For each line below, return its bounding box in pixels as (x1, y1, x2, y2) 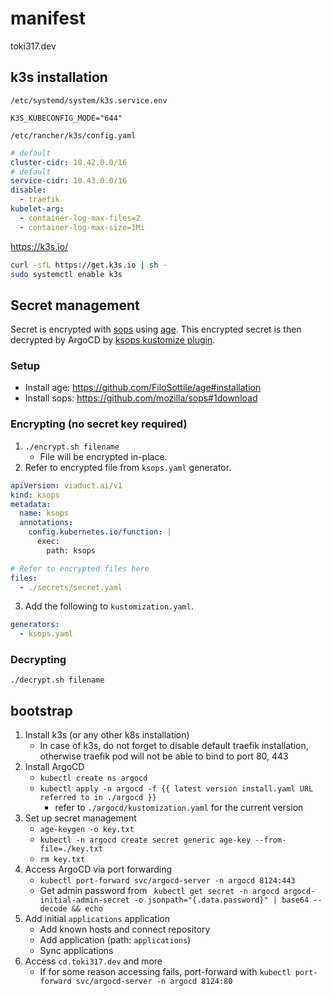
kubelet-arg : (10, 204, 65, 214)
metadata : (10, 499, 52, 509)
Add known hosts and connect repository (39, 923, 211, 936)
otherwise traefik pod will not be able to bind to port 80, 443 (39, 750, 289, 762)
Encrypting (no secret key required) (10, 417, 188, 431)
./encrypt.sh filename (24, 442, 120, 452)
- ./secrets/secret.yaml (19, 582, 123, 592)
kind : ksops (10, 490, 60, 500)
